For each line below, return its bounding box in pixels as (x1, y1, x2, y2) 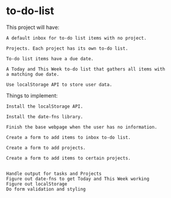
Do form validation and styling (6, 186, 86, 192)
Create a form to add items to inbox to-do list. (6, 134, 131, 140)
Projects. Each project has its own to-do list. (6, 46, 128, 51)
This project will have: (6, 24, 60, 31)
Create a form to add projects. (6, 145, 86, 151)
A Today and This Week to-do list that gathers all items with (6, 66, 166, 72)
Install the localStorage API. (6, 103, 83, 109)
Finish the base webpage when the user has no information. (6, 124, 158, 130)
